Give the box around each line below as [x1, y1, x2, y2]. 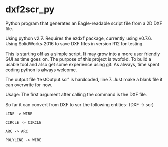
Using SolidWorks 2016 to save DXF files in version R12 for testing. [5, 40, 144, 46]
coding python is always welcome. [5, 67, 77, 73]
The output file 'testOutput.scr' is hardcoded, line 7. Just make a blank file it [5, 76, 163, 82]
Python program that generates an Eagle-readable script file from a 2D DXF [5, 20, 163, 26]
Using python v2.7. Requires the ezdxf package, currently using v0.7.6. [5, 35, 153, 41]
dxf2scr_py [5, 4, 55, 15]
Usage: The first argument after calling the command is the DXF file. [5, 91, 147, 97]
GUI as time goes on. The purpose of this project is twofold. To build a [5, 56, 152, 62]
